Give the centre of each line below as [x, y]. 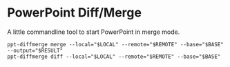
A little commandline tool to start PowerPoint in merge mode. [94, 32]
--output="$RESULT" [35, 50]
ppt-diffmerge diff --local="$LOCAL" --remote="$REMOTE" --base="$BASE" [114, 57]
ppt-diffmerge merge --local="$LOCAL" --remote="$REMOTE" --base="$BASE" [116, 44]
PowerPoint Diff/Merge [74, 13]
